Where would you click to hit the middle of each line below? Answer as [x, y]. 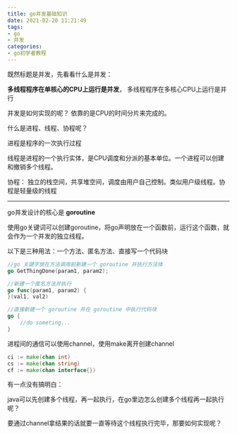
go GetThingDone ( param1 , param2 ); [58, 271]
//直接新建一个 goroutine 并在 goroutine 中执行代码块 [82, 310]
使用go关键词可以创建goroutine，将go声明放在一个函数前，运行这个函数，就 [119, 227]
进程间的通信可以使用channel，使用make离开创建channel [91, 344]
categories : [25, 47]
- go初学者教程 [27, 54]
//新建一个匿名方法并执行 [39, 284]
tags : [15, 27]
